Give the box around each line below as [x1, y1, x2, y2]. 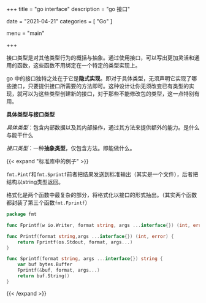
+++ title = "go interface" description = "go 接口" [6, 6, 131, 12]
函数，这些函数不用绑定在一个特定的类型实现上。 [17, 62, 141, 69]
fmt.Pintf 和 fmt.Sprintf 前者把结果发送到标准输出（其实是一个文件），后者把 [6, 171, 199, 178]
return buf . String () [17, 273, 70, 279]
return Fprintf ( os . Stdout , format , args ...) [17, 239, 133, 245]
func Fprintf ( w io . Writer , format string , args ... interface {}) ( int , [6, 222, 191, 228]
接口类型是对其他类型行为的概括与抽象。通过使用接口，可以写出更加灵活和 [6, 54, 194, 61]
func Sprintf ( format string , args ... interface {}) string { [6, 256, 164, 262]
